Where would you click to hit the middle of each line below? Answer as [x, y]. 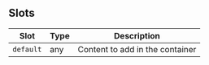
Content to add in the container [137, 49]
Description [137, 35]
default [27, 49]
